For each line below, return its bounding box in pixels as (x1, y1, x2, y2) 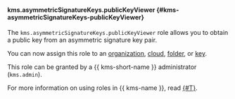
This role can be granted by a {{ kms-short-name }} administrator (7, 63, 197, 71)
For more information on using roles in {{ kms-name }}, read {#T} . (7, 84, 198, 92)
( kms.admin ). (7, 70, 42, 79)
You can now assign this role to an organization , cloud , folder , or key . (7, 49, 208, 58)
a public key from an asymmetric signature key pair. (7, 36, 157, 45)
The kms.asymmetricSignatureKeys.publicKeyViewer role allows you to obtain (7, 29, 229, 37)
